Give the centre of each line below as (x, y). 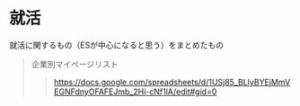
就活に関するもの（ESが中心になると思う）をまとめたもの (117, 45)
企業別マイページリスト (75, 64)
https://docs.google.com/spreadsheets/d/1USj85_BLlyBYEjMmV (172, 82)
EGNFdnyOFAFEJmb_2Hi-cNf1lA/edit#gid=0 (135, 92)
